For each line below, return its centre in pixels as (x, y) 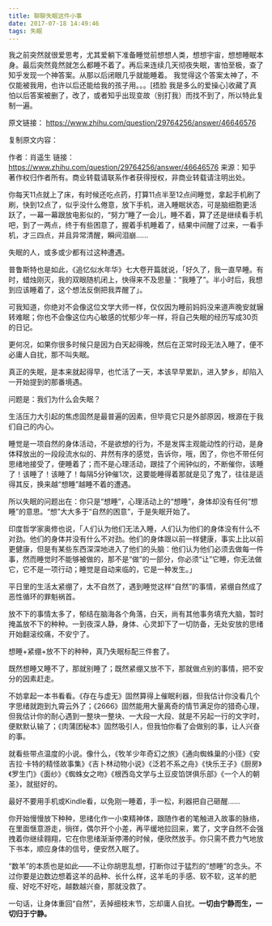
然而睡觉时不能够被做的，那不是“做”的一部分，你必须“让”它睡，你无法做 (142, 559)
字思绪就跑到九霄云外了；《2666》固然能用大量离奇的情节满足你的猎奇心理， (136, 706)
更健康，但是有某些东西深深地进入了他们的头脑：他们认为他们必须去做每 (129, 549)
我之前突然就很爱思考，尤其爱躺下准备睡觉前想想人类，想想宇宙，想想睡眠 (132, 55)
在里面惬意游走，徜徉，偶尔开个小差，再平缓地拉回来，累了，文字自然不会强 (136, 829)
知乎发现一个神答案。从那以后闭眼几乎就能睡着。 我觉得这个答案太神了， (130, 75)
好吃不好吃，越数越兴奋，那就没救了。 (86, 886)
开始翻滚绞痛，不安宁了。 (51, 634)
